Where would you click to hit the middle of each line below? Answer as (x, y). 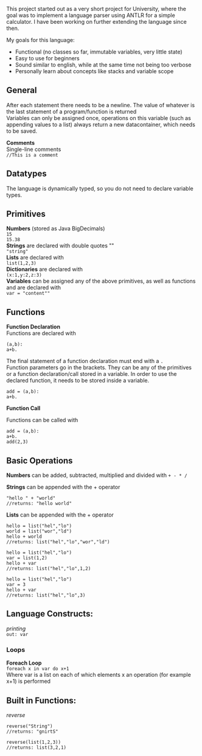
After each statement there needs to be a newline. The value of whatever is (101, 105)
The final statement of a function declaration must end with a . (85, 361)
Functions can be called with (42, 420)
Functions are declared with (41, 333)
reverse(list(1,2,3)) (34, 742)
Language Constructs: (50, 614)
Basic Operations (40, 460)
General (22, 90)
